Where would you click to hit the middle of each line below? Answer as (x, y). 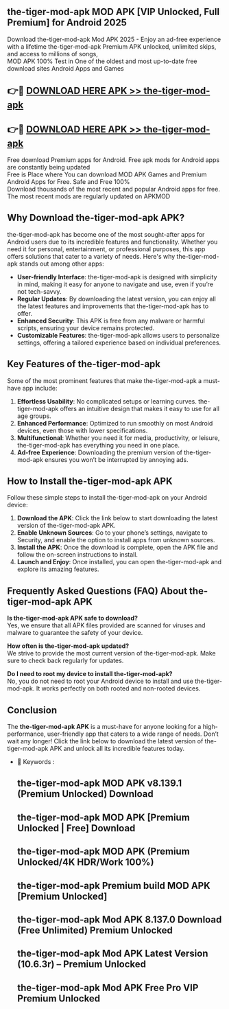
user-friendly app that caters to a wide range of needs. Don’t (133, 734)
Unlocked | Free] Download (76, 828)
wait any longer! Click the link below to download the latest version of (105, 741)
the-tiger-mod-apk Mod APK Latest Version (112, 954)
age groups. (34, 416)
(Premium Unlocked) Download (85, 794)
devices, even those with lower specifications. (82, 430)
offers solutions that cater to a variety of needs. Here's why (91, 256)
